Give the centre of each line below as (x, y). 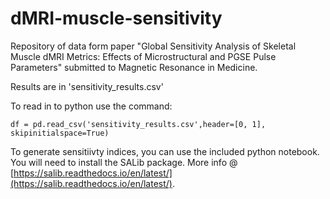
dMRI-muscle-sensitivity (116, 18)
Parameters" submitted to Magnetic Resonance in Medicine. (134, 67)
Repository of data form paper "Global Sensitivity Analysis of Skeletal (153, 46)
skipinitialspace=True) (60, 133)
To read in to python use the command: (91, 106)
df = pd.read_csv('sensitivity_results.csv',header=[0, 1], (138, 124)
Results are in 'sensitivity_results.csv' (87, 86)
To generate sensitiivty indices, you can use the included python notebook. (165, 151)
